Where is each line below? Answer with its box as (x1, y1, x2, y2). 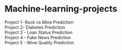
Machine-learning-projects (4, 3, 118, 14)
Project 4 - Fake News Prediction (4, 35, 71, 40)
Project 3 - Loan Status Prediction (4, 29, 73, 35)
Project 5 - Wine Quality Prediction (4, 39, 74, 45)
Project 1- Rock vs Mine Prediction (4, 19, 74, 25)
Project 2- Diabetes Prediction (4, 24, 65, 30)
